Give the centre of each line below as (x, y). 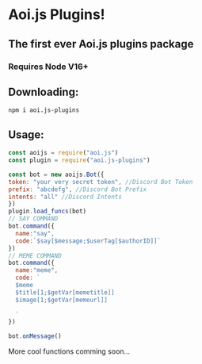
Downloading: (44, 92)
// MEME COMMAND (35, 255)
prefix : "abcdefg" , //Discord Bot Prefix (78, 189)
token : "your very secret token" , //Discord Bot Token (101, 182)
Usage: (27, 134)
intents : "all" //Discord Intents (65, 197)
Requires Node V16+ (48, 67)
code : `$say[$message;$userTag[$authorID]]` (88, 241)
